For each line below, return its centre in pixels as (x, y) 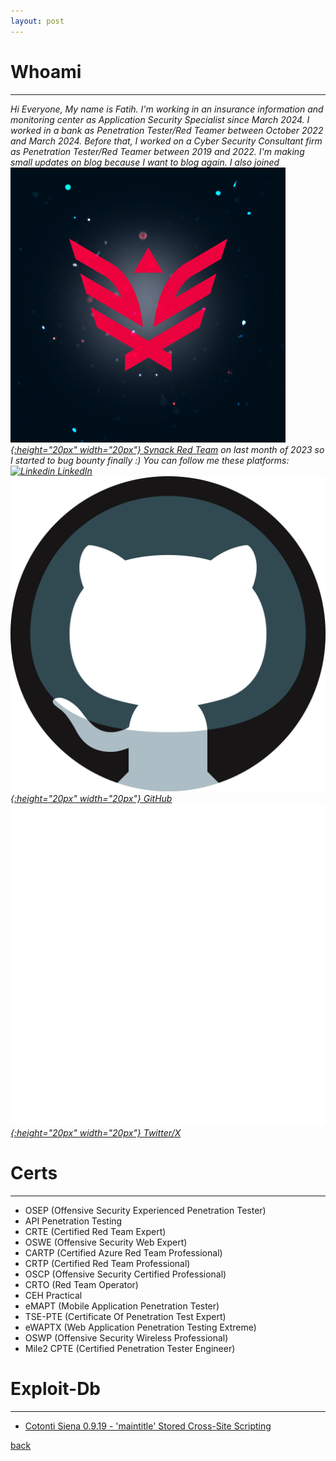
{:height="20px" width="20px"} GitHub (91, 798)
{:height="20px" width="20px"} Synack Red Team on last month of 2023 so (167, 449)
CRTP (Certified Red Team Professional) (107, 1264)
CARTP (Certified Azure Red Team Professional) (123, 1253)
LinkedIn (75, 471)
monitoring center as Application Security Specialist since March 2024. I (160, 119)
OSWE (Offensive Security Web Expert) (106, 1242)
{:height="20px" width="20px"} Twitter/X (96, 1133)
